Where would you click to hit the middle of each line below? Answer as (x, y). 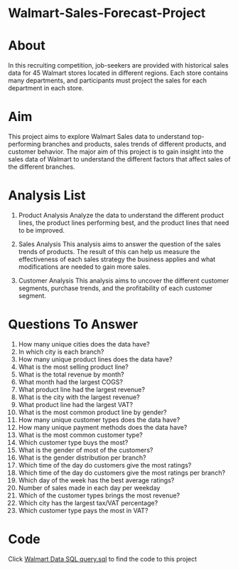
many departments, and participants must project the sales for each (107, 80)
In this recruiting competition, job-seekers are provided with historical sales (119, 65)
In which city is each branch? (61, 352)
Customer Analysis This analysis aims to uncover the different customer (124, 280)
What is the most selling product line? (73, 366)
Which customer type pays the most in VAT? (83, 510)
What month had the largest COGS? (71, 381)
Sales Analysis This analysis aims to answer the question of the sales (119, 244)
